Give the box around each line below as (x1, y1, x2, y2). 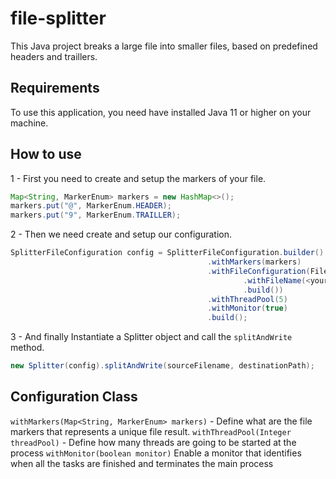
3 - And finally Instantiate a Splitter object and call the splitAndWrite (10, 331, 293, 343)
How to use (10, 146, 82, 163)
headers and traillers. (10, 50, 98, 62)
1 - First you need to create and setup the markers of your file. (10, 172, 267, 184)
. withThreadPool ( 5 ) (207, 294, 288, 304)
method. (10, 342, 45, 354)
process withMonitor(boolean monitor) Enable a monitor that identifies (10, 447, 302, 459)
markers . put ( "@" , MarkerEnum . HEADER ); (10, 201, 172, 211)
